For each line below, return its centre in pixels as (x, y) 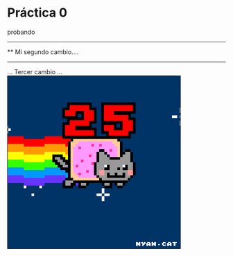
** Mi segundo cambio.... (43, 52)
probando (21, 32)
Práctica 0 (37, 13)
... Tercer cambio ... (35, 71)
